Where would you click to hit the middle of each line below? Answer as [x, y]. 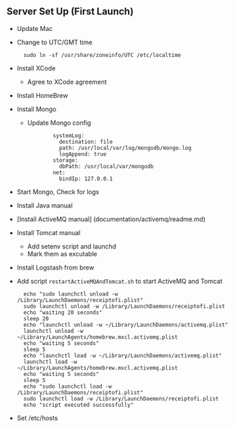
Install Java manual [45, 205]
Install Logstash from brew [55, 267]
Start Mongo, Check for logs [58, 191]
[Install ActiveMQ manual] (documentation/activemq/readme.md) [111, 219]
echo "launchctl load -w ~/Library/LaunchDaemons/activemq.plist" [123, 355]
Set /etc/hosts [37, 417]
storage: [65, 160]
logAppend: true [83, 154]
